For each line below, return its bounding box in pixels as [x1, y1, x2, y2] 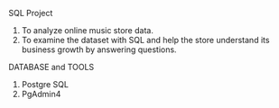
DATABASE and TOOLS [8, 62, 95, 72]
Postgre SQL [21, 79, 70, 89]
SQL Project [8, 8, 53, 18]
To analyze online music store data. [21, 25, 154, 35]
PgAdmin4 [21, 89, 61, 99]
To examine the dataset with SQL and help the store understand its [21, 35, 270, 45]
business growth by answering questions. [21, 44, 177, 55]
